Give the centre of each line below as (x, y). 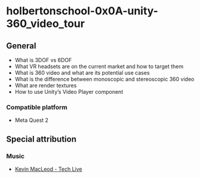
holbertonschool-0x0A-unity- (82, 11)
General (21, 46)
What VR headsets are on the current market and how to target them (99, 66)
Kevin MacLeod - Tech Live (48, 169)
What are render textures (46, 85)
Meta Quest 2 (32, 120)
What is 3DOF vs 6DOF (43, 60)
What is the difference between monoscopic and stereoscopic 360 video (104, 79)
